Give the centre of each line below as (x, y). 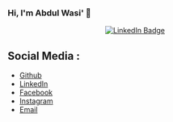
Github (30, 75)
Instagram (36, 101)
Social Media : (44, 56)
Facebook (36, 93)
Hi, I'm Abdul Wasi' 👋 (50, 13)
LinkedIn (34, 84)
